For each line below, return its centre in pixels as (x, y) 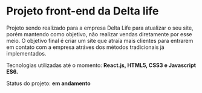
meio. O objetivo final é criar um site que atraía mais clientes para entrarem (100, 40)
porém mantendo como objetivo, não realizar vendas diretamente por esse (99, 34)
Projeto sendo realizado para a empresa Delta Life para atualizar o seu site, (100, 28)
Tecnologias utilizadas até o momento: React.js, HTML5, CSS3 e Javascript (101, 65)
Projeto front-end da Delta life (83, 11)
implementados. (26, 53)
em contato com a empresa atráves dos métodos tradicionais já (85, 47)
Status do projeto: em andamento (48, 83)
